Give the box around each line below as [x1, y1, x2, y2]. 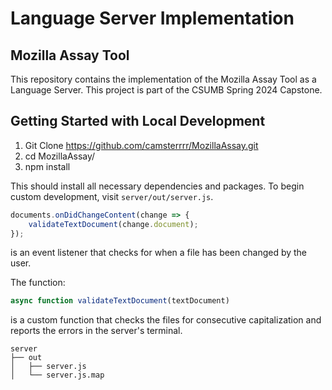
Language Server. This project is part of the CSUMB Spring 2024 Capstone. [10, 84, 323, 96]
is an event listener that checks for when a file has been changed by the [10, 247, 308, 259]
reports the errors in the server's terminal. [10, 325, 183, 337]
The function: [10, 277, 66, 289]
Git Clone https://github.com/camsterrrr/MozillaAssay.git [24, 139, 259, 151]
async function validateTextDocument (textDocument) [10, 296, 230, 306]
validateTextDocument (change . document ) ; [28, 219, 199, 229]
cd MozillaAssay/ [24, 150, 96, 162]
